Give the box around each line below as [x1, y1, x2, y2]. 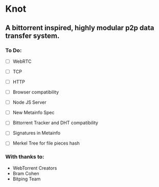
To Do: [5, 46, 22, 54]
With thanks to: [5, 153, 44, 160]
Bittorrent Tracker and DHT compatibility [12, 120, 99, 126]
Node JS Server [12, 99, 47, 105]
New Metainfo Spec [12, 109, 55, 115]
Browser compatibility [12, 89, 59, 95]
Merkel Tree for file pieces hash [12, 140, 80, 146]
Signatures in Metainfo [12, 130, 61, 136]
